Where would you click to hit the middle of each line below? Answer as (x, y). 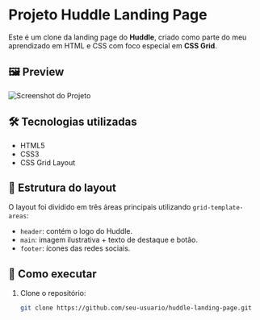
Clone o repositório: (53, 293)
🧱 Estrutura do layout (63, 187)
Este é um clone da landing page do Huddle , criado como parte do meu (128, 37)
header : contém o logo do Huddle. (76, 231)
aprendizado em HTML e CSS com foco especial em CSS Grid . (113, 45)
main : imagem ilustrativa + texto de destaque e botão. (109, 240)
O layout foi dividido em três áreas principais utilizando (100, 207)
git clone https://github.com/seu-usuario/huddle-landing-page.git (136, 308)
